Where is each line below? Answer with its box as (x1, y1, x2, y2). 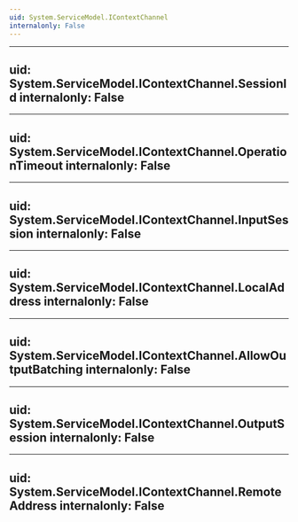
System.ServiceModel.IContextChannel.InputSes (9, 212, 289, 227)
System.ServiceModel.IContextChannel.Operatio (9, 144, 287, 160)
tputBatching (9, 362, 83, 378)
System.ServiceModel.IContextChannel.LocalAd (9, 280, 286, 295)
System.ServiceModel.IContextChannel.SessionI (9, 76, 287, 91)
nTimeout (9, 158, 64, 173)
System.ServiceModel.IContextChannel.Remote (9, 484, 282, 499)
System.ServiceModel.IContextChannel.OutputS (9, 416, 286, 431)
